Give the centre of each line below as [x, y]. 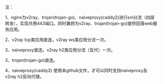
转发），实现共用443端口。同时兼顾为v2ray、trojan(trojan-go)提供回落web [79, 23]
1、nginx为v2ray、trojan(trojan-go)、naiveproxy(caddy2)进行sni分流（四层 [80, 17]
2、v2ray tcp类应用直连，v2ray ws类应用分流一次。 [57, 40]
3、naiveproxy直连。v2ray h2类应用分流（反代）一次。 [60, 50]
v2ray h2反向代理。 [24, 77]
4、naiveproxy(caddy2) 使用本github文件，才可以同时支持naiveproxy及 [76, 70]
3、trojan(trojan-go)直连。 [32, 60]
